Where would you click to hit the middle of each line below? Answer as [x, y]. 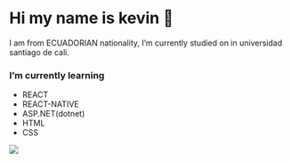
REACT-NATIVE [50, 104]
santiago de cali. [39, 52]
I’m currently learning [57, 75]
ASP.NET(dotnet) [53, 114]
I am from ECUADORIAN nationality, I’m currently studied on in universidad [146, 43]
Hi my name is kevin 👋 [91, 18]
